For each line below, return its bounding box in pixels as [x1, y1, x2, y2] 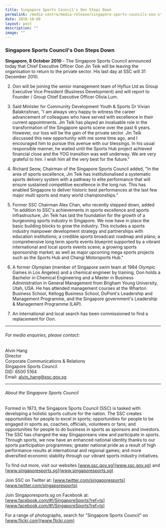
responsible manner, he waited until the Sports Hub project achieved [12, 146, 152, 152]
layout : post [5, 21, 32, 26]
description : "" [5, 26, 39, 31]
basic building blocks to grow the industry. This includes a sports [12, 223, 145, 229]
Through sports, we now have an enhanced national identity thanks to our [5, 437, 156, 443]
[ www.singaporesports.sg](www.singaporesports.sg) [5, 467, 114, 473]
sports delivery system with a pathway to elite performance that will [12, 177, 151, 183]
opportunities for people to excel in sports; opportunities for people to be [5, 415, 154, 422]
